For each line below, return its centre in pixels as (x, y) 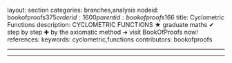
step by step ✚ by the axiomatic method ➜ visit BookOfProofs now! (103, 32)
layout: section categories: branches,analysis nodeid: (83, 10)
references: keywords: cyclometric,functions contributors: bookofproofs (110, 39)
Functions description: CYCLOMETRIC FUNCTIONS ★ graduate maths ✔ (111, 25)
